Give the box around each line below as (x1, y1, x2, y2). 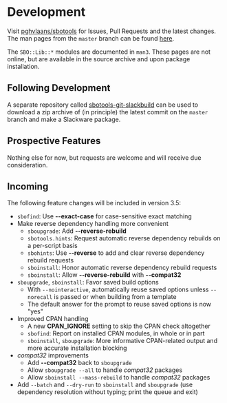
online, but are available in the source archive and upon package (7, 54, 191, 63)
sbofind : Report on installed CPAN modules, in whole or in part (27, 329, 205, 338)
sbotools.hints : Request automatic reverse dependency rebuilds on (27, 234, 221, 242)
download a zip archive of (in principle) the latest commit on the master (7, 107, 208, 116)
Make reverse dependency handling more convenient (17, 220, 169, 228)
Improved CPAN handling (17, 315, 89, 323)
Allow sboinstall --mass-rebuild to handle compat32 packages (27, 373, 210, 382)
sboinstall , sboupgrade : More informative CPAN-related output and (27, 337, 218, 345)
